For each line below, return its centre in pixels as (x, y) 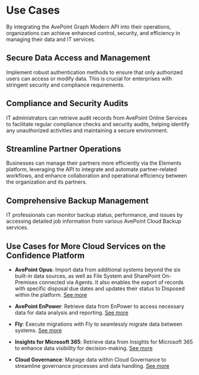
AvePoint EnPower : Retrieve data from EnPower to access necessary (99, 306)
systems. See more (38, 330)
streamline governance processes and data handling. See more (92, 366)
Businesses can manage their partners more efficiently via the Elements (94, 163)
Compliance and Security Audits (67, 103)
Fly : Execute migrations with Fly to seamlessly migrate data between (98, 324)
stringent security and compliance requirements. (65, 85)
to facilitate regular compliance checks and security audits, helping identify (98, 124)
